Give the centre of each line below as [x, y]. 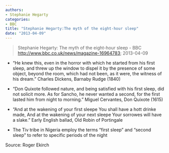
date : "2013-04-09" [26, 33]
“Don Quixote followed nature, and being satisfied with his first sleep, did [88, 89]
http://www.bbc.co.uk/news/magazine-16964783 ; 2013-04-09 [83, 53]
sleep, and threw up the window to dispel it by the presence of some [84, 68]
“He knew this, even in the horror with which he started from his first [84, 63]
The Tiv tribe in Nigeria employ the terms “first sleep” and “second [82, 130]
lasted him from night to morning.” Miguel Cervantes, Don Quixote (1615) [88, 99]
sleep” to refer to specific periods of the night [60, 135]
